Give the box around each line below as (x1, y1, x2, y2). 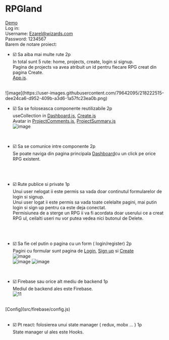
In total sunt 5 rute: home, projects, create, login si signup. (12, 59, 134, 65)
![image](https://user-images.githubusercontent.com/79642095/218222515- (5, 89, 164, 96)
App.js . (12, 74, 28, 81)
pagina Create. (12, 69, 44, 75)
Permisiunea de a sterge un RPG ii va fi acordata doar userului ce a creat (12, 210, 164, 216)
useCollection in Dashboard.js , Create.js (12, 112, 96, 119)
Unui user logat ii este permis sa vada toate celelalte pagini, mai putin (12, 199, 157, 205)
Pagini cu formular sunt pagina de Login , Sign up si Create (12, 248, 134, 254)
